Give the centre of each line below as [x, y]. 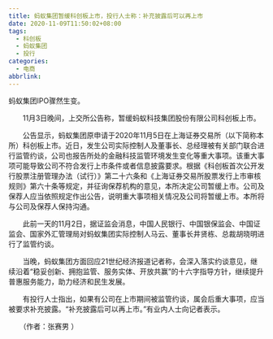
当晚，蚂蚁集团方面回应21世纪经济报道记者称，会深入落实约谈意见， [136, 261]
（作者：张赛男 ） [50, 326]
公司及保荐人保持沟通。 [54, 206]
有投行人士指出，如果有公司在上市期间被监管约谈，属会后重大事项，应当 [143, 298]
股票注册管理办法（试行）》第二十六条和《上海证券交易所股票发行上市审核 [138, 176]
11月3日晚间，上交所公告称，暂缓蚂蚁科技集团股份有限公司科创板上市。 [142, 118]
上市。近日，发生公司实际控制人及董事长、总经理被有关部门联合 [150, 145]
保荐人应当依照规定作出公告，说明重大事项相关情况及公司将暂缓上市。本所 [133, 196]
